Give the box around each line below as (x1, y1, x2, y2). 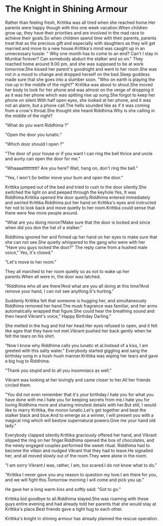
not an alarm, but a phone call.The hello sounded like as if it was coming (5, 102, 150, 108)
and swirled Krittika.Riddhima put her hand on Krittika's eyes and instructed (5, 199, 157, 205)
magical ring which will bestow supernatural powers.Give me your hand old (5, 417, 156, 423)
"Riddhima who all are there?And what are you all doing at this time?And (5, 283, 149, 289)
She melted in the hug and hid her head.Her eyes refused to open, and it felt (5, 323, 158, 329)
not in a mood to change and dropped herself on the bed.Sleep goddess (5, 71, 150, 77)
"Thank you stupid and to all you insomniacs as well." (5, 367, 112, 373)
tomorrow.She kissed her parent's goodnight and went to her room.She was (5, 66, 157, 72)
